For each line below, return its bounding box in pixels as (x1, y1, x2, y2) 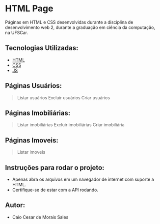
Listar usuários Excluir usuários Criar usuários (17, 94, 110, 101)
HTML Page (5, 3, 53, 14)
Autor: (5, 201, 26, 209)
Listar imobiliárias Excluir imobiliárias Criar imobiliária (17, 122, 125, 128)
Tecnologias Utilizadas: (5, 44, 79, 52)
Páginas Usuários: (5, 82, 62, 90)
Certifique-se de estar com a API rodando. (12, 187, 98, 193)
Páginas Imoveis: (5, 136, 59, 144)
